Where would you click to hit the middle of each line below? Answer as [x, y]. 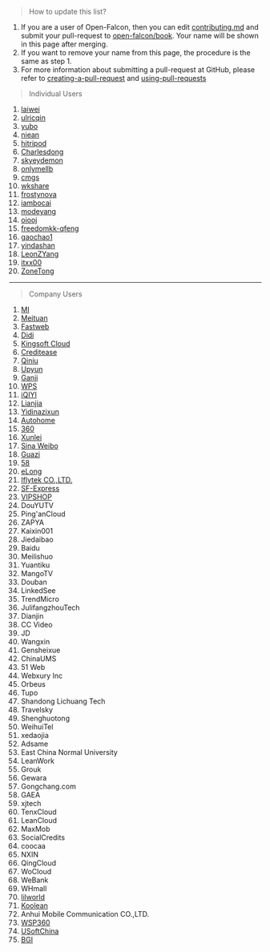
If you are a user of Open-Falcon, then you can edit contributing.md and [139, 27]
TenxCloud [38, 812]
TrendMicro [40, 599]
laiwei [30, 109]
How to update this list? [67, 12]
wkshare [35, 186]
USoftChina [40, 931]
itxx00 [31, 262]
